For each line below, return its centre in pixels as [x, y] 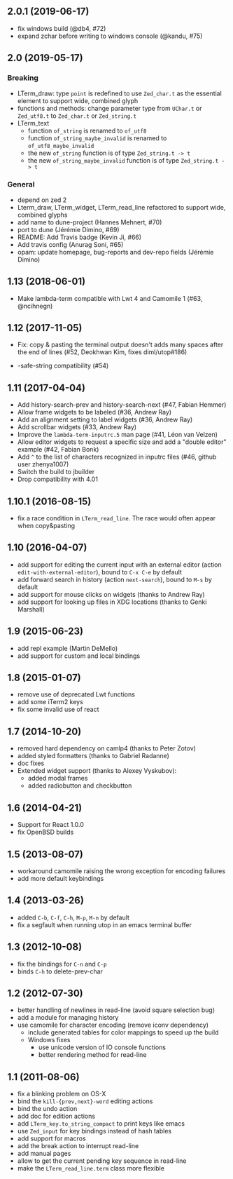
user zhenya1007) [43, 464]
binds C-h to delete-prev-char [60, 971]
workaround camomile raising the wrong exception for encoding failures [121, 871]
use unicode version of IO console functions [102, 1047]
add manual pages [44, 1154]
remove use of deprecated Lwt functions [76, 694]
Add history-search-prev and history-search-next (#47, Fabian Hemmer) [122, 405]
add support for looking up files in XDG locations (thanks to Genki [112, 602]
